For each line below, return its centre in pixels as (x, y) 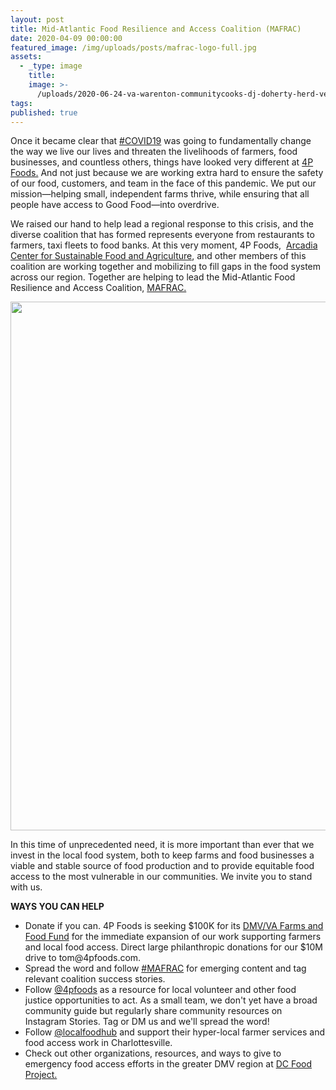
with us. (26, 887)
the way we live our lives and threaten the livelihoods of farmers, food (154, 152)
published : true (44, 112)
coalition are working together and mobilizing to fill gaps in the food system (166, 267)
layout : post (37, 19)
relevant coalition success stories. (95, 979)
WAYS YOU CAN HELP (57, 907)
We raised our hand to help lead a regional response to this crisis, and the (162, 224)
